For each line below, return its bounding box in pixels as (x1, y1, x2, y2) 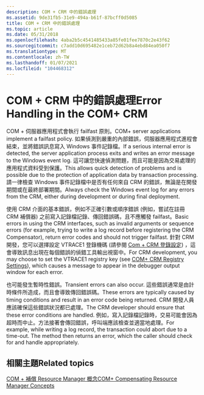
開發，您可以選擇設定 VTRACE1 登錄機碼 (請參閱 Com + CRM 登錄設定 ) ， (6, 241, 191, 249)
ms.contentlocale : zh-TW (6, 54, 69, 60)
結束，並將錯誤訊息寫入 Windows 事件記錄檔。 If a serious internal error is (6, 143, 191, 150)
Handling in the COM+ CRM (6, 107, 148, 120)
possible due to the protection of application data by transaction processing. (6, 171, 198, 179)
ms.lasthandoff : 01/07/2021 (6, 60, 78, 66)
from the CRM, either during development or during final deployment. (6, 193, 180, 201)
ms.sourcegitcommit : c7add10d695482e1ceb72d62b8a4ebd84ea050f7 (6, 43, 171, 49)
